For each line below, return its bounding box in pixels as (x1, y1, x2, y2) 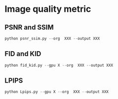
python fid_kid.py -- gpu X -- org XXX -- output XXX (4, 63, 113, 67)
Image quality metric (4, 3, 91, 15)
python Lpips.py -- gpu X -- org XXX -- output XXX (4, 90, 109, 95)
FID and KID (4, 50, 41, 58)
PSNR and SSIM (4, 23, 54, 32)
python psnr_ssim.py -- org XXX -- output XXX (4, 36, 100, 41)
